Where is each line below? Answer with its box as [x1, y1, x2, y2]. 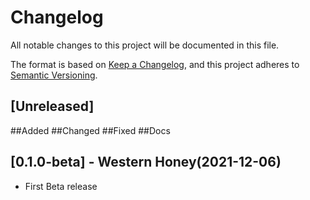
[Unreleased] [10, 98, 95, 115]
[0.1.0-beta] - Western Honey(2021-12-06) [10, 154, 282, 171]
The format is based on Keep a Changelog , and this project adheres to [10, 58, 300, 70]
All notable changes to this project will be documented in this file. [10, 39, 280, 51]
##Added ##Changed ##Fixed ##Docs [10, 124, 171, 136]
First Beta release [24, 180, 98, 192]
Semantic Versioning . [10, 69, 98, 81]
